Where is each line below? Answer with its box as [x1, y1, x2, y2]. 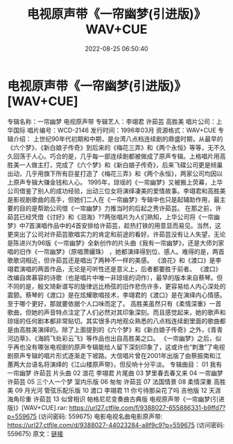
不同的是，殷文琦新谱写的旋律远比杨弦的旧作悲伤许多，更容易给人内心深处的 [7, 282, 226, 290]
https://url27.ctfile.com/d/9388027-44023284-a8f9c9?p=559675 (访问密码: [7, 420, 225, 429]
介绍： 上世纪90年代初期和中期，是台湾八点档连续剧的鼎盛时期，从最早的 [12, 135, 223, 143]
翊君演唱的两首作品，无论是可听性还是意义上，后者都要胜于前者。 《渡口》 [7, 264, 222, 273]
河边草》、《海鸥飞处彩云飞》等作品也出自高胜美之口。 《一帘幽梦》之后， [7, 334, 216, 342]
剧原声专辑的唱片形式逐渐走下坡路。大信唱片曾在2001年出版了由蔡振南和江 [7, 351, 222, 359]
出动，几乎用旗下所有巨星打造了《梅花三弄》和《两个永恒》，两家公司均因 [7, 169, 217, 178]
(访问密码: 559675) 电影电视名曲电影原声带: [37, 412, 163, 420]
